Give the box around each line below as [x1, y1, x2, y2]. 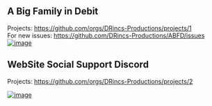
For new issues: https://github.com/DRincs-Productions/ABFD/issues [7, 31, 205, 39]
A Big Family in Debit [7, 6, 99, 17]
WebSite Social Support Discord [7, 59, 149, 71]
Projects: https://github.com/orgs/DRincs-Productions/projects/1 [7, 24, 193, 32]
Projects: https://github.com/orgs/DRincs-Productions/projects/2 [7, 77, 193, 85]
